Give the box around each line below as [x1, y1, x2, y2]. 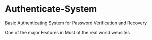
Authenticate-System [5, 3, 97, 15]
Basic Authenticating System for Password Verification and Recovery [5, 20, 147, 26]
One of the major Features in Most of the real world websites [5, 29, 130, 35]
